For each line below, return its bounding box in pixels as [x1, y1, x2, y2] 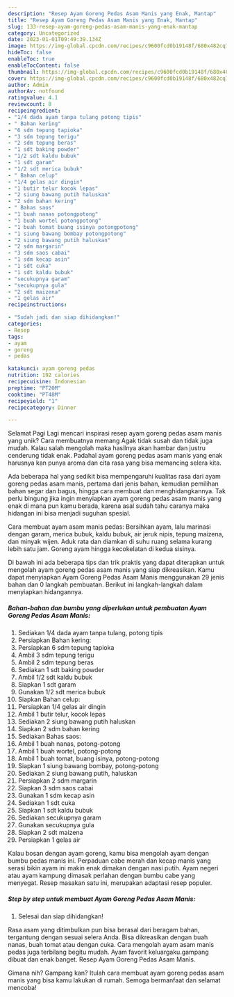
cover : [8, 74, 27, 82]
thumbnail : [8, 68, 40, 75]
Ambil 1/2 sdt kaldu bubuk [17, 673, 93, 682]
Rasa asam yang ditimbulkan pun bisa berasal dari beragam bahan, [8, 926, 200, 934]
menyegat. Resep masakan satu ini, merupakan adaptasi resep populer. [8, 879, 212, 887]
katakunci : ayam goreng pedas [8, 365, 96, 372]
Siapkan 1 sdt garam [17, 680, 76, 689]
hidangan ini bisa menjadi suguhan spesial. [8, 509, 131, 518]
